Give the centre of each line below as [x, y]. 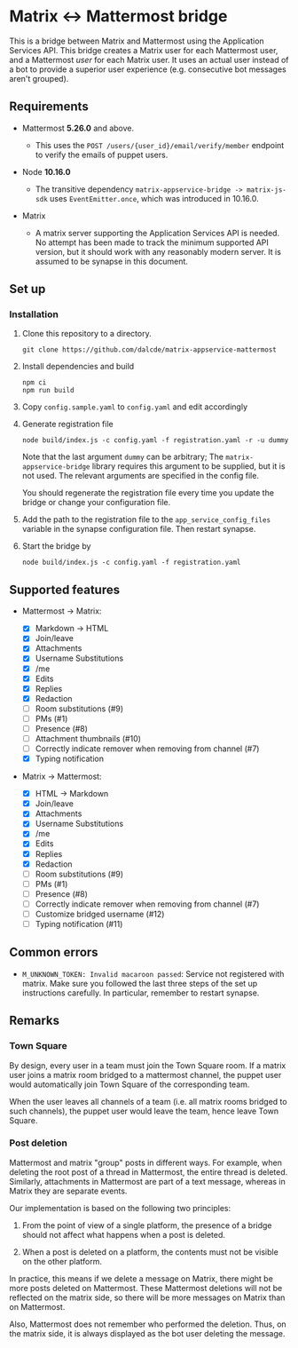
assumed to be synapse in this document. [112, 261]
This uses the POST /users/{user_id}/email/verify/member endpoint [160, 145]
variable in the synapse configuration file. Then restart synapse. [139, 529]
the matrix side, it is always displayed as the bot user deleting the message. [147, 1333]
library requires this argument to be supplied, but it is [188, 466]
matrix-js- [267, 190]
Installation [34, 314]
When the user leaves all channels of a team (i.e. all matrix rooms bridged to [148, 1101]
